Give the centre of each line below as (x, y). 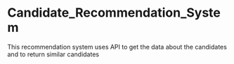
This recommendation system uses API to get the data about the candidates (117, 47)
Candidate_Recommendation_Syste (114, 13)
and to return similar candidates (53, 54)
